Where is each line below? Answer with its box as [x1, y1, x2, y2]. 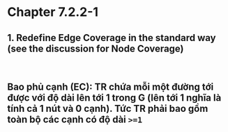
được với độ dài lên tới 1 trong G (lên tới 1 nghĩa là [7, 92, 222, 104]
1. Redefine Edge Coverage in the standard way [7, 32, 216, 44]
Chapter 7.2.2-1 [7, 4, 99, 20]
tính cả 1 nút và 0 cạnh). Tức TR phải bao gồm [7, 103, 208, 115]
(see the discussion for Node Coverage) [7, 42, 184, 54]
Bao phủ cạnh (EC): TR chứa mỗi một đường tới [7, 81, 214, 93]
